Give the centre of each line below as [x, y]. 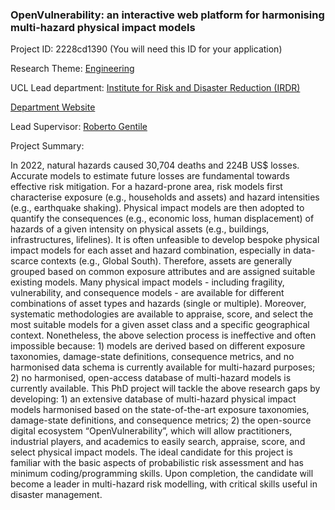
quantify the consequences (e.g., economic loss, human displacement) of [162, 219]
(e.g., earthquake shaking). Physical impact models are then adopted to [157, 208]
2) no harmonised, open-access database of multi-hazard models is [151, 378]
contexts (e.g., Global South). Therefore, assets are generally [166, 261]
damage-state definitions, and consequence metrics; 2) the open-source [161, 420]
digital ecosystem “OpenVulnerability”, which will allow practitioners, [151, 431]
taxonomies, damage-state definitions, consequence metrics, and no [152, 357]
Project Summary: [47, 146]
